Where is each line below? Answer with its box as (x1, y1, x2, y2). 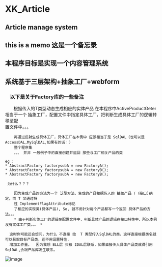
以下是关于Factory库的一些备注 (9, 93, 84, 100)
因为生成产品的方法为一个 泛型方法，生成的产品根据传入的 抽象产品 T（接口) (14, 191, 149, 196)
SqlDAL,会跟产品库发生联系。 (5, 247, 57, 253)
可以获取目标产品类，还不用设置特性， (5, 237, 71, 242)
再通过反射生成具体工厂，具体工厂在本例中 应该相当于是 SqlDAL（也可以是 (14, 135, 145, 140)
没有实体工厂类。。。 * (5, 222, 43, 227)
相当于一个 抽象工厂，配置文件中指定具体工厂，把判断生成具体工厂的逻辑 (5, 112, 153, 118)
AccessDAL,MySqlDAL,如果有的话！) (5, 140, 71, 145)
